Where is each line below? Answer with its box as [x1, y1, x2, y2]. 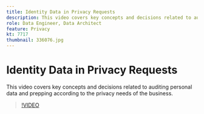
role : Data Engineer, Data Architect [6, 20, 102, 26]
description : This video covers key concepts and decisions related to [6, 15, 191, 21]
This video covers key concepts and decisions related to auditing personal [6, 83, 192, 90]
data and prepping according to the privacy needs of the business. [6, 89, 173, 97]
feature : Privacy [6, 25, 50, 32]
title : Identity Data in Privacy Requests [6, 8, 115, 15]
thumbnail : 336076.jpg [6, 37, 64, 43]
